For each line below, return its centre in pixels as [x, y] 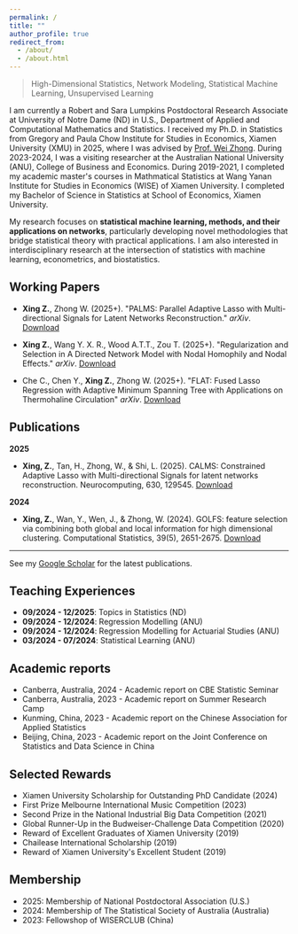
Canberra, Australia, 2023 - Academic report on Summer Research [144, 699]
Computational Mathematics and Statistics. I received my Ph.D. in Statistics [146, 129]
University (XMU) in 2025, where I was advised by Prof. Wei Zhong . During [145, 148]
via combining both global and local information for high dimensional [147, 528]
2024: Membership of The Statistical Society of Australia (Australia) [145, 910]
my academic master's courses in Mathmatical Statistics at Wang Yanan [141, 176]
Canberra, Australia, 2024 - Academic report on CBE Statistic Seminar [150, 690]
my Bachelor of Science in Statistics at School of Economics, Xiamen [135, 195]
